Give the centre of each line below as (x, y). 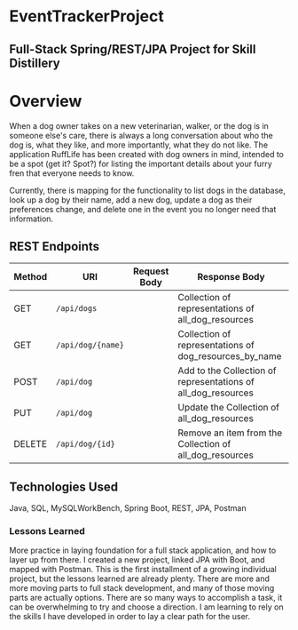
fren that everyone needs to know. (72, 173)
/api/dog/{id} (86, 444)
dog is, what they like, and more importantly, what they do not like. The (139, 145)
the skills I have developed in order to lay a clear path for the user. (130, 617)
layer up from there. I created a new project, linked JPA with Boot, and (137, 560)
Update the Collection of (229, 408)
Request (151, 271)
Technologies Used (63, 486)
